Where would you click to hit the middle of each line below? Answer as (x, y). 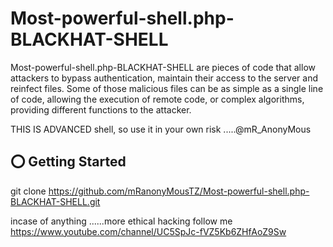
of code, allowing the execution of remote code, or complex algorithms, (157, 99)
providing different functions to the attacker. (101, 109)
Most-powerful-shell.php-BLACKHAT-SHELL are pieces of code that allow (163, 67)
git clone (28, 191)
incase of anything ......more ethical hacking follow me (121, 221)
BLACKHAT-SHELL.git (55, 201)
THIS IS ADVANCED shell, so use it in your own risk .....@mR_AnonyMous (161, 129)
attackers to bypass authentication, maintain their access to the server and (164, 78)
